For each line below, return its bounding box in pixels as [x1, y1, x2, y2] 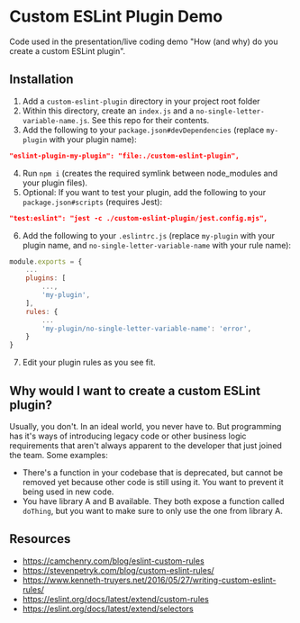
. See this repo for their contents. [86, 114, 210, 125]
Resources [9, 531, 71, 546]
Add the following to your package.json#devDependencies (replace [22, 124, 265, 135]
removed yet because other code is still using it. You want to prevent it [22, 476, 284, 487]
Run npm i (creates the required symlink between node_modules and [22, 167, 278, 178]
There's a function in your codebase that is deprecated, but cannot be [22, 466, 284, 478]
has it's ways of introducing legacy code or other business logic [9, 430, 247, 441]
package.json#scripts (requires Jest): [22, 196, 163, 207]
